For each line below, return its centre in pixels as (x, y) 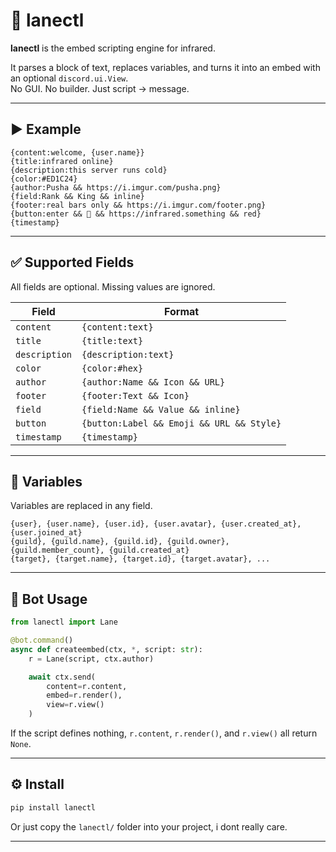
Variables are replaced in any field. (81, 506)
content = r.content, (87, 686)
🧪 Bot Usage (49, 599)
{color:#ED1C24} (44, 179)
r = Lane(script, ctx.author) (91, 659)
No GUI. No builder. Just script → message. (100, 88)
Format (182, 311)
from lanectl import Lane (64, 622)
